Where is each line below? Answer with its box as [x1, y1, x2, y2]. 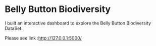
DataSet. [5, 25, 23, 31]
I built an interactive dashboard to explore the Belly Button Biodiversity [5, 20, 151, 26]
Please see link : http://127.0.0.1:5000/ [5, 35, 82, 41]
